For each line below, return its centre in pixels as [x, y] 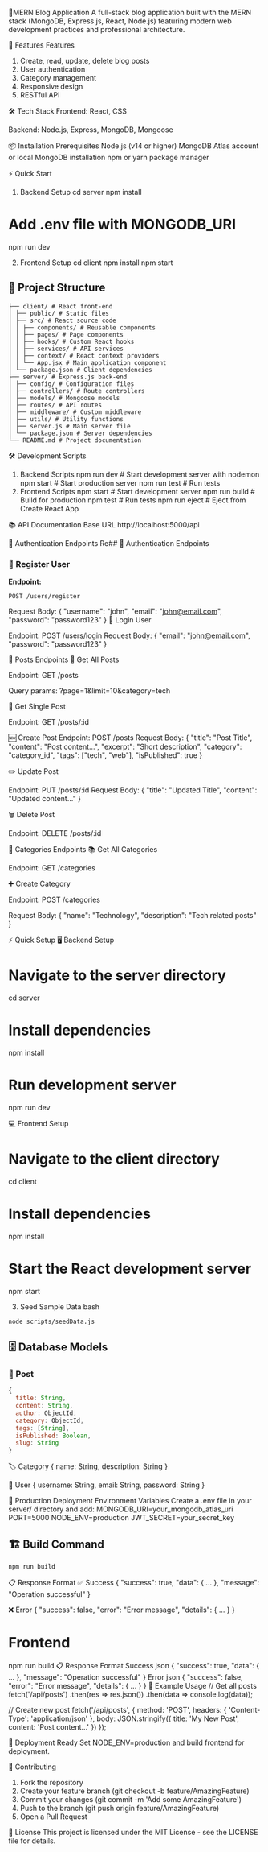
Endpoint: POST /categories [54, 900]
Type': [19, 1718]
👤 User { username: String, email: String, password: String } [107, 1485]
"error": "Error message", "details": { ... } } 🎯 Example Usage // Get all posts [132, 1685]
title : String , [41, 1398]
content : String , [45, 1406]
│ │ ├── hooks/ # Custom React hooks [71, 341]
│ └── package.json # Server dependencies [80, 433]
